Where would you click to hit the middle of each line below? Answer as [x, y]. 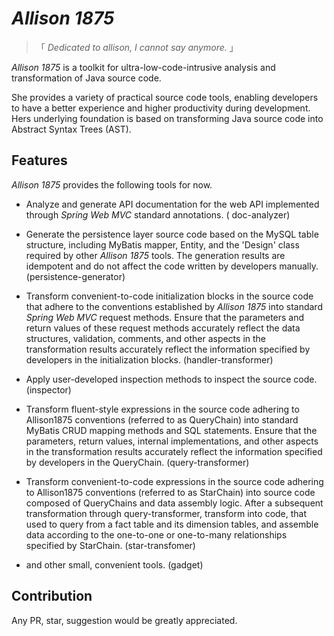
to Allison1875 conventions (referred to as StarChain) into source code [170, 492]
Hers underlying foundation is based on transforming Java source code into [167, 118]
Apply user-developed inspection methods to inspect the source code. [171, 379]
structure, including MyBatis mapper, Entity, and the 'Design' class [162, 244]
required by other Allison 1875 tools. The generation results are [155, 255]
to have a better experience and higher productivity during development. [161, 108]
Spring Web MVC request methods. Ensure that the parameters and [165, 317]
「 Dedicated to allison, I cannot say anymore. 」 [137, 47]
